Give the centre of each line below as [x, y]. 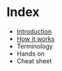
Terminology [34, 46]
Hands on [30, 54]
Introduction [34, 31]
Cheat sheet [34, 61]
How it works [36, 38]
